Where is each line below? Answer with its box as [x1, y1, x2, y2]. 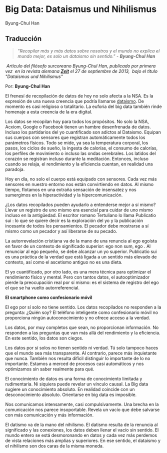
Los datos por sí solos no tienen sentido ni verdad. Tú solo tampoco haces [5, 344, 158, 350]
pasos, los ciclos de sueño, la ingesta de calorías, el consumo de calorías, [5, 145, 158, 151]
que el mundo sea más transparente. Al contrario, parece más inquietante [5, 350, 157, 356]
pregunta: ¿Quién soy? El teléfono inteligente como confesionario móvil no [5, 309, 158, 315]
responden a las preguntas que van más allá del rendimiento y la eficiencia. [5, 329, 160, 335]
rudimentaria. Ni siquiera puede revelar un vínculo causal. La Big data [5, 381, 148, 387]
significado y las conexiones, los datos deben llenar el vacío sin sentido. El [5, 426, 159, 433]
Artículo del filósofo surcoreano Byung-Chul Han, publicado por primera [6, 62, 156, 68]
